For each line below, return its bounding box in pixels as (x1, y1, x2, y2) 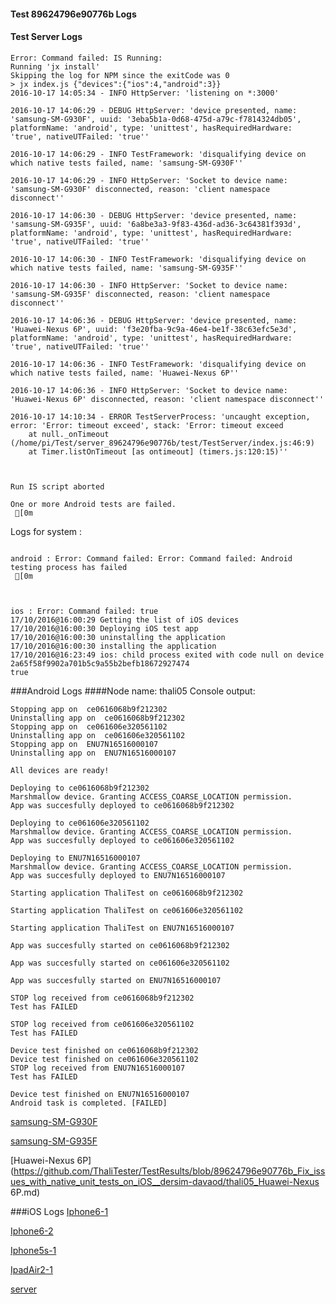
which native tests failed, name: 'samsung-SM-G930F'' (10, 158, 244, 168)
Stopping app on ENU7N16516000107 (10, 739, 159, 749)
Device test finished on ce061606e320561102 (10, 1054, 199, 1064)
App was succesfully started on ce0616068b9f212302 (10, 940, 230, 950)
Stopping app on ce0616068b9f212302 (10, 704, 168, 714)
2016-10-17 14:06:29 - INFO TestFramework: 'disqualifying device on (10, 149, 307, 159)
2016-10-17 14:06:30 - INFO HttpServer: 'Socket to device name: (10, 280, 288, 290)
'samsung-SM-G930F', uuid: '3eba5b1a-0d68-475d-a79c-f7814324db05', (10, 114, 302, 124)
